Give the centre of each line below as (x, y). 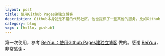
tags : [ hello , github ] (30, 28)
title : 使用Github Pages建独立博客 (39, 14)
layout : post (19, 10)
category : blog (21, 23)
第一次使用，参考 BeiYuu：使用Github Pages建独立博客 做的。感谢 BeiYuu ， (83, 43)
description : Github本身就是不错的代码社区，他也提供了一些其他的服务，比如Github (83, 19)
